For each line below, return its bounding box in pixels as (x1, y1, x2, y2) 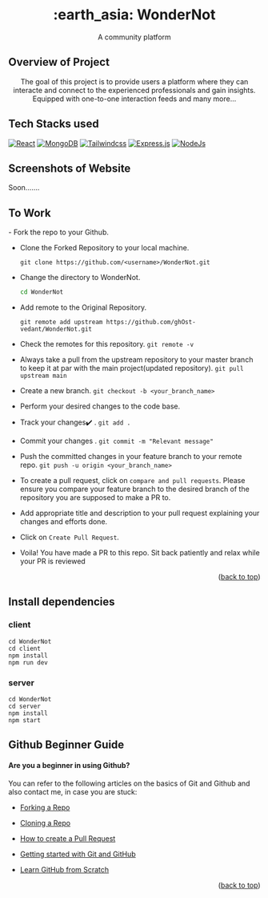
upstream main (19, 372, 67, 380)
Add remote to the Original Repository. (19, 303, 146, 312)
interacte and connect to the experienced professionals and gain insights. (13, 85, 256, 95)
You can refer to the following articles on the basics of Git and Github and (8, 778, 250, 788)
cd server (8, 702, 42, 711)
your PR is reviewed (19, 556, 86, 567)
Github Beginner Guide (8, 738, 125, 752)
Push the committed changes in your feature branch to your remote (19, 452, 242, 461)
